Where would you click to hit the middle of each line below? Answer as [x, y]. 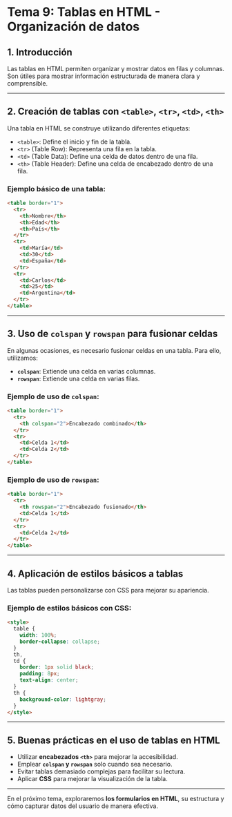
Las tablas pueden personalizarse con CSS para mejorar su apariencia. [108, 590]
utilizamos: [22, 358]
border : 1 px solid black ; [57, 667]
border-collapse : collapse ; [60, 642]
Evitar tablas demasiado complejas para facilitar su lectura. [101, 771]
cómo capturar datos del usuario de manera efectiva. [83, 806]
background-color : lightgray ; [63, 699]
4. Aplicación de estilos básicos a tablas [95, 574]
